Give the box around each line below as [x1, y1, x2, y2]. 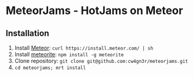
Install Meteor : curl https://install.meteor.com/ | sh [14, 44, 154, 51]
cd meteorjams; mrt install [14, 65, 86, 71]
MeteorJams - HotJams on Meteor [5, 4, 184, 18]
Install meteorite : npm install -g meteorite [14, 51, 124, 58]
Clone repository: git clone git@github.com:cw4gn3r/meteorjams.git [14, 57, 189, 64]
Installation [5, 28, 49, 38]
